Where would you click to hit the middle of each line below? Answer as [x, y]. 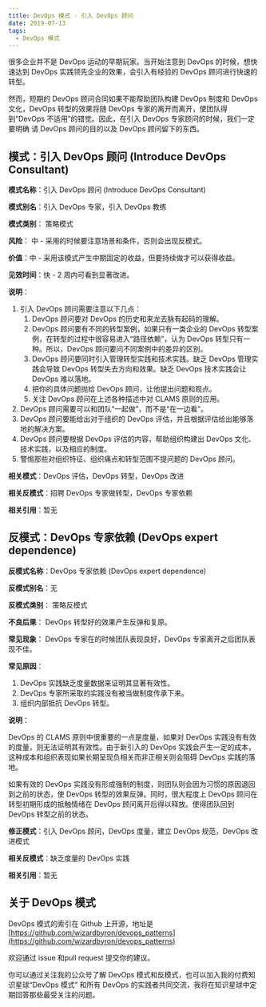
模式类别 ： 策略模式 [41, 224]
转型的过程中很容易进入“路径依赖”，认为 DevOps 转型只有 [148, 339]
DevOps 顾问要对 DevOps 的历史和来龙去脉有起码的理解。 [127, 319]
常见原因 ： [26, 666]
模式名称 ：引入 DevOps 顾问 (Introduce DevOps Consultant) [107, 190]
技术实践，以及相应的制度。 [66, 449]
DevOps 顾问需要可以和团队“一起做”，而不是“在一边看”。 [113, 409]
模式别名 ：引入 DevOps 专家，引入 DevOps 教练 [87, 207]
